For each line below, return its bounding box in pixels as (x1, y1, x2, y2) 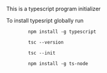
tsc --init (28, 50, 56, 56)
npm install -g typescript (28, 29, 97, 35)
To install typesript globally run (6, 17, 84, 24)
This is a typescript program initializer (6, 5, 101, 12)
